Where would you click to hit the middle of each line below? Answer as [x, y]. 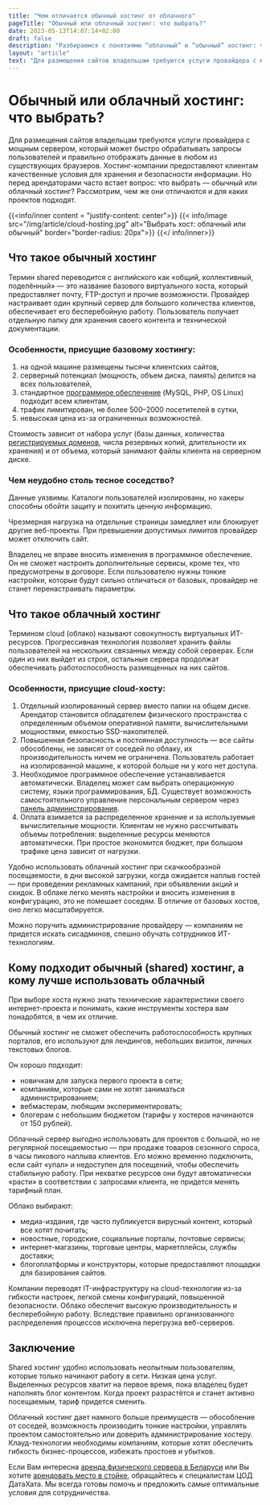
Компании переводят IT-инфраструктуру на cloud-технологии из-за [125, 1289]
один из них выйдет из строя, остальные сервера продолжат [114, 659]
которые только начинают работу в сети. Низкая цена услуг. [112, 1375]
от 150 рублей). [46, 1124]
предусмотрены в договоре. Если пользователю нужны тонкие [117, 571]
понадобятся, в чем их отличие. [63, 1017]
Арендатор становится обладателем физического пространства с [134, 715]
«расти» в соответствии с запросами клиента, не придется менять [124, 1182]
